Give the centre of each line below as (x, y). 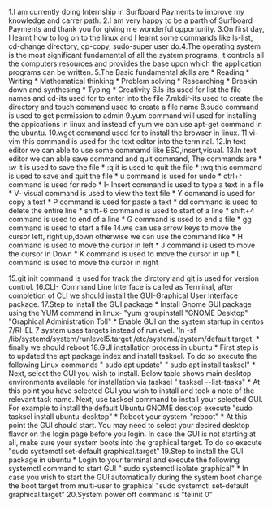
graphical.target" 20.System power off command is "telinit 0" (110, 494)
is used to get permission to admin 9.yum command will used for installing (132, 116)
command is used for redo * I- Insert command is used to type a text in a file (136, 185)
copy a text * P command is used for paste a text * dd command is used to (133, 202)
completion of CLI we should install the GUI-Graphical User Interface (123, 295)
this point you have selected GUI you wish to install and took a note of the (132, 391)
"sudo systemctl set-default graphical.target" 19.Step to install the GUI (126, 451)
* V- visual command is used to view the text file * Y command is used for (132, 193)
